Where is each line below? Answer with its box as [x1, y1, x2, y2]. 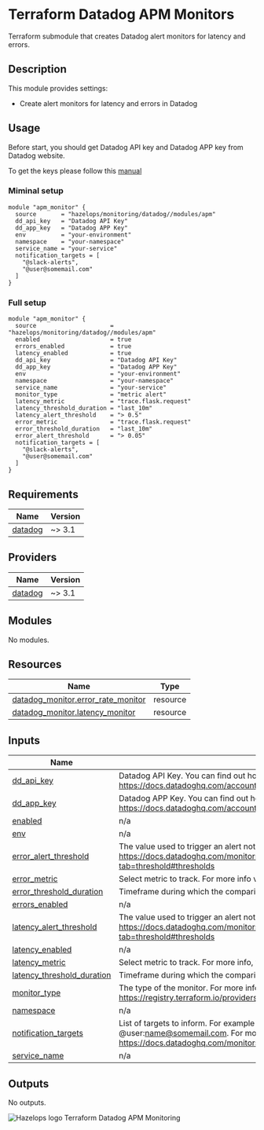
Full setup [8, 297, 47, 308]
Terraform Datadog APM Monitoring [64, 1113, 181, 1123]
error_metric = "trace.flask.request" [15, 418, 192, 426]
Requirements [8, 487, 79, 501]
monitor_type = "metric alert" [15, 391, 167, 398]
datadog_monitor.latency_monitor [12, 707, 136, 718]
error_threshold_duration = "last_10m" [15, 425, 153, 433]
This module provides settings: [8, 83, 108, 93]
